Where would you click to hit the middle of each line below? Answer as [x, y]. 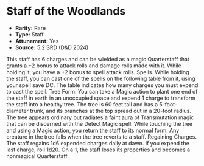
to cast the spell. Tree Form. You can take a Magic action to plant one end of [102, 91]
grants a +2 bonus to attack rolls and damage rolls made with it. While [94, 66]
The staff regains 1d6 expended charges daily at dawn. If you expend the [98, 143]
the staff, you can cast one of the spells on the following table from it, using [101, 78]
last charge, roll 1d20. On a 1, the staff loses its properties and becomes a [98, 150]
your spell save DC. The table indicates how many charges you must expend [102, 85]
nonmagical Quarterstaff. [37, 156]
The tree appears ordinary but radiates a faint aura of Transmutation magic [100, 117]
